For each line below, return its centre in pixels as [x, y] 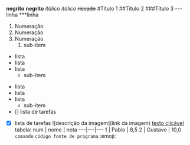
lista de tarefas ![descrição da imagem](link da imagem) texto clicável [99, 123]
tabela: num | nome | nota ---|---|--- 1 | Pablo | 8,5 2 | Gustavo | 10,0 [98, 130]
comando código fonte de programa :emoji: [65, 136]
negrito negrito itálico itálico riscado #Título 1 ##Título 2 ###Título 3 [90, 9]
